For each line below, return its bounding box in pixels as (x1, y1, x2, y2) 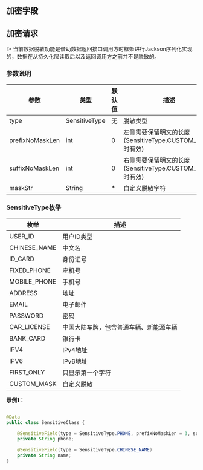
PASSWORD (9, 311, 44, 319)
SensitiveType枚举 (6, 203, 62, 212)
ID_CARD (9, 255, 35, 263)
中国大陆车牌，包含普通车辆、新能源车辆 (62, 323, 178, 331)
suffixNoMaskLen (9, 164, 59, 172)
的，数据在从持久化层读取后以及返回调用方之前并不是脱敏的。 (6, 53, 160, 60)
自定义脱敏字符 (123, 184, 166, 192)
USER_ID (9, 232, 34, 240)
